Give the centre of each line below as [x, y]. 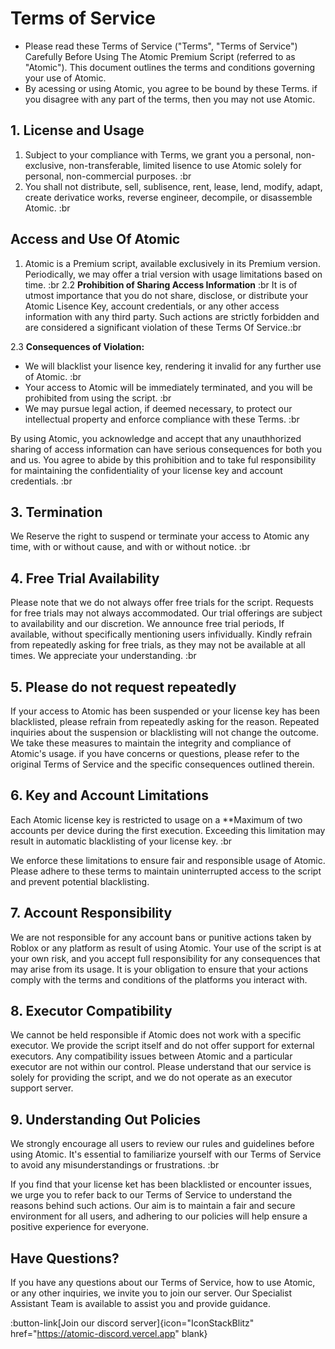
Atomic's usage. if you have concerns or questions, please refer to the [155, 753]
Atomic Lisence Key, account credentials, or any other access [152, 306]
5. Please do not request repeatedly [123, 687]
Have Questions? [65, 1258]
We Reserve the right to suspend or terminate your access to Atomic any [160, 536]
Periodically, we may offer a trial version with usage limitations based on [173, 274]
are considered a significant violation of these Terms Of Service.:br [163, 327]
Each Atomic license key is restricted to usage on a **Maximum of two [156, 819]
